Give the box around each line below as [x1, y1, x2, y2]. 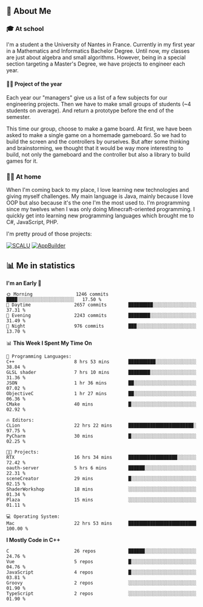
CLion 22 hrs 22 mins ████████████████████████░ [6, 422, 197, 429]
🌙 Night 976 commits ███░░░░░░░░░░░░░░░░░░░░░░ [6, 323, 197, 329]
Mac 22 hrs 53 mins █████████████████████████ [6, 520, 197, 526]
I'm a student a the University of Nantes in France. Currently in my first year [6, 41, 195, 48]
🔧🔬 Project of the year [6, 80, 62, 88]
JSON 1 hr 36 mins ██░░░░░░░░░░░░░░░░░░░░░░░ [6, 380, 197, 386]
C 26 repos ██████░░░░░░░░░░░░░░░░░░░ [6, 548, 197, 554]
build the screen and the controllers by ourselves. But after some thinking [6, 138, 190, 145]
